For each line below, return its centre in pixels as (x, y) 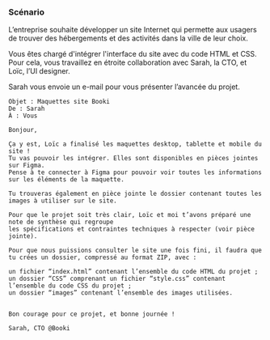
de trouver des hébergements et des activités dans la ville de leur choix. (128, 38)
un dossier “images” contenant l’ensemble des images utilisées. (120, 293)
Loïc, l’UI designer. (39, 71)
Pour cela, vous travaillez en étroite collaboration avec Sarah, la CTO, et (128, 62)
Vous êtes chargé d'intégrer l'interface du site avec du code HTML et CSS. (133, 54)
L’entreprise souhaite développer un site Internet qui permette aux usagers (133, 30)
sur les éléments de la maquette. (67, 180)
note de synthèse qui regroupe (61, 222)
